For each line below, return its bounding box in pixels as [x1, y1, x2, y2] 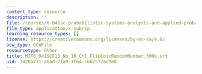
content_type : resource [6, 8, 66, 15]
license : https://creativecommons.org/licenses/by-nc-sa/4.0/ [6, 36, 165, 42]
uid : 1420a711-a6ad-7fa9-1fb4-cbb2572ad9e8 [6, 58, 117, 64]
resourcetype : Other [6, 48, 58, 54]
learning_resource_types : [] [6, 31, 79, 37]
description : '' [6, 14, 47, 20]
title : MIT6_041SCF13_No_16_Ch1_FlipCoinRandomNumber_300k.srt [6, 53, 168, 59]
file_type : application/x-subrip [6, 25, 90, 32]
